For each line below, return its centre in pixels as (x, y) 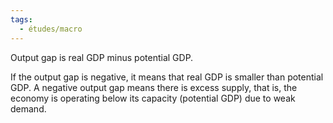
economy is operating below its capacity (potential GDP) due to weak (153, 98)
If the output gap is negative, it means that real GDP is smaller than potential (167, 77)
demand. (28, 108)
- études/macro (51, 29)
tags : (21, 19)
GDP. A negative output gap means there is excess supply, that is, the (154, 87)
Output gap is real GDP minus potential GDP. (102, 57)
